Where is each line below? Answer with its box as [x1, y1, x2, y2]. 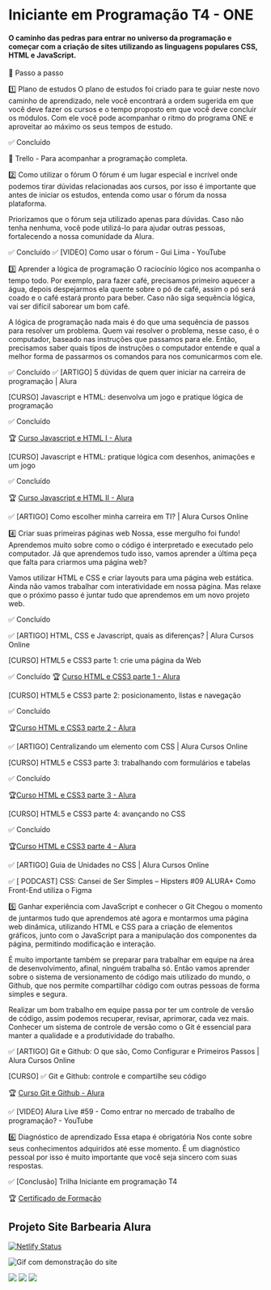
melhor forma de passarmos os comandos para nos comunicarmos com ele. [8, 352, 263, 361]
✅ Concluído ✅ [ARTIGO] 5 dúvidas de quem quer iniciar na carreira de [8, 367, 246, 378]
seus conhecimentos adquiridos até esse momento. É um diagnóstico [8, 1144, 240, 1154]
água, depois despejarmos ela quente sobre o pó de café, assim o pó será [8, 284, 256, 294]
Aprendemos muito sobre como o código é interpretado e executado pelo [8, 540, 253, 550]
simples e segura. [8, 989, 68, 999]
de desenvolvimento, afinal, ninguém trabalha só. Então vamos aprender [8, 963, 250, 973]
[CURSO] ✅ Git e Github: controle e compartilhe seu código [8, 1071, 207, 1081]
